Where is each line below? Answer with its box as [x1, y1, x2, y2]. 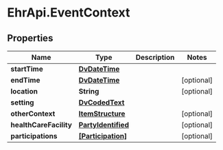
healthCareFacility [10, 120, 72, 129]
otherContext [10, 109, 56, 118]
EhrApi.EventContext [7, 5, 130, 21]
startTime [10, 64, 43, 74]
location [10, 87, 38, 96]
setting [10, 98, 34, 107]
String [78, 87, 99, 96]
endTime [10, 76, 40, 85]
